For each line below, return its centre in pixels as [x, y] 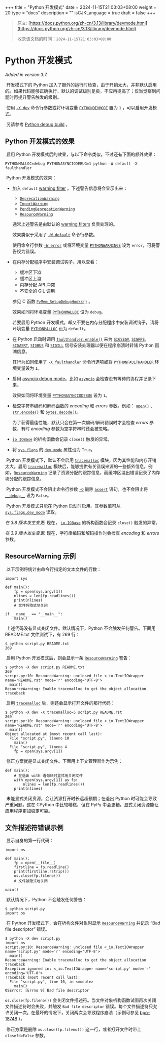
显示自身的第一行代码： [30, 841]
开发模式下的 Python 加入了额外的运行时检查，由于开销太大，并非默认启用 [82, 85]
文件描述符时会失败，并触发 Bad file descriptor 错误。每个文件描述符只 [79, 1006]
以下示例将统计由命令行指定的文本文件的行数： [54, 569]
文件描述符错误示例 [34, 828]
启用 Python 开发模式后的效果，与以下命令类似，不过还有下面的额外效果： [82, 154]
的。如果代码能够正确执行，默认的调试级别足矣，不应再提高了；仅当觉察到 [81, 91]
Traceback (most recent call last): [43, 978]
